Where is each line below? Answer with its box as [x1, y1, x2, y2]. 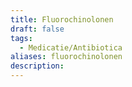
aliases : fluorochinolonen [10, 52, 123, 62]
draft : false [10, 24, 65, 34]
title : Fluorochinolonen [10, 14, 114, 25]
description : [10, 61, 65, 71]
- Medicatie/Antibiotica [19, 42, 123, 53]
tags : [10, 33, 33, 43]
